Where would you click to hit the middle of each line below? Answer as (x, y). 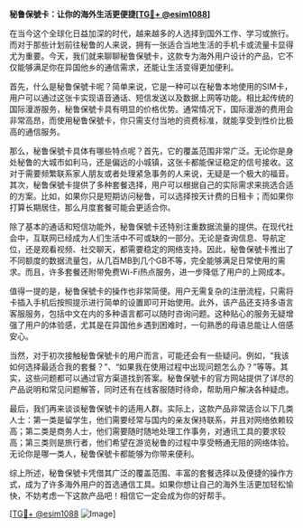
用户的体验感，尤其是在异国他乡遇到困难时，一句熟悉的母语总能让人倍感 (159, 325)
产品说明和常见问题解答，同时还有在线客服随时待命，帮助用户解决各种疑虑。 (151, 389)
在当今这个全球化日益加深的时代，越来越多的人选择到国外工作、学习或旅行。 (151, 33)
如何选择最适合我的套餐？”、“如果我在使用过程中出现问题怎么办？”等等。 (145, 367)
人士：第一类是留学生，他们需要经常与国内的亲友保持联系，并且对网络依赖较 (151, 420)
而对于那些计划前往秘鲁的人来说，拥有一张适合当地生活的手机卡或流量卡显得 (151, 45)
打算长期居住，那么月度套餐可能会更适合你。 (92, 207)
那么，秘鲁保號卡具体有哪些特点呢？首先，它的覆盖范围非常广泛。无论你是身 (151, 151)
